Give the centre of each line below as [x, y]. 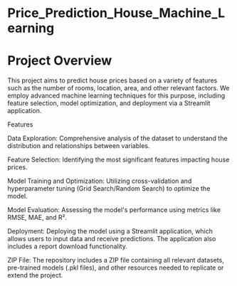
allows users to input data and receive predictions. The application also [112, 239]
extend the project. [35, 275]
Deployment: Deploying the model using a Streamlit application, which [110, 231]
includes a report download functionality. [68, 246]
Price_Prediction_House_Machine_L [116, 13]
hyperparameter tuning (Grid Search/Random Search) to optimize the [109, 189]
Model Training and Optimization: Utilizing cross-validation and [100, 181]
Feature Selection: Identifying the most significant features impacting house [118, 160]
